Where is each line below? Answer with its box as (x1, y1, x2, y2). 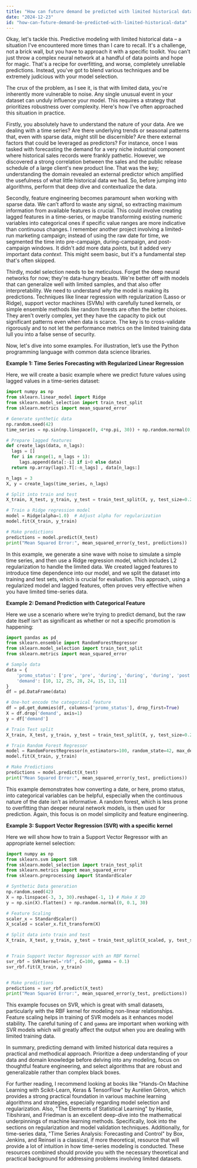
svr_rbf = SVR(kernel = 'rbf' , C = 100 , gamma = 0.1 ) (6, 958, 130, 964)
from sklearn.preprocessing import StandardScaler (6, 873, 133, 879)
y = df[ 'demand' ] (6, 716, 49, 721)
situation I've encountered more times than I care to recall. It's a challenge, (6, 42, 186, 49)
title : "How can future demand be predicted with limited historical (6, 8, 180, 15)
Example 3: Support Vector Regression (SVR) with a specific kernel (6, 822, 173, 829)
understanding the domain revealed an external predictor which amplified (6, 171, 184, 178)
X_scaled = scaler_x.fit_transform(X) (6, 921, 101, 927)
